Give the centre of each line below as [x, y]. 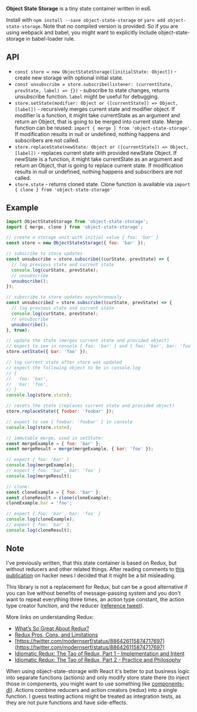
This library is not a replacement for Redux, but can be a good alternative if [97, 586]
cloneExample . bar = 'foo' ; [39, 503]
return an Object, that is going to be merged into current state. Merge [98, 121]
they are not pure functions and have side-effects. [67, 702]
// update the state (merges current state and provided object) [88, 341]
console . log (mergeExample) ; [41, 465]
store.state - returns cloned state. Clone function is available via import [102, 184]
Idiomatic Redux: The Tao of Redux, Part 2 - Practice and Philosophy [98, 660]
